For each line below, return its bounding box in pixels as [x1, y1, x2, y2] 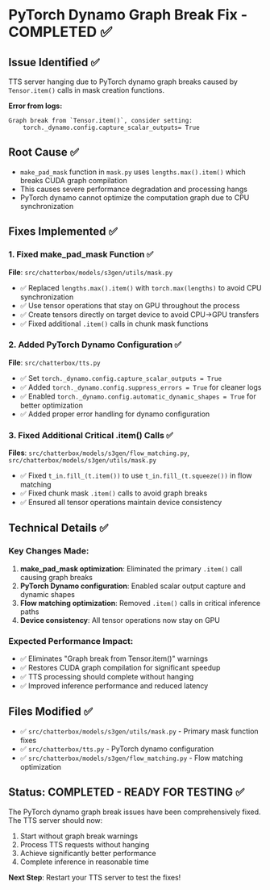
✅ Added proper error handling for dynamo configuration [19, 409, 210, 419]
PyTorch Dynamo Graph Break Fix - [8, 6, 248, 24]
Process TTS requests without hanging [19, 839, 150, 849]
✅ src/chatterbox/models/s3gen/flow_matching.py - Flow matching [19, 753, 243, 763]
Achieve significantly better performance [19, 848, 156, 858]
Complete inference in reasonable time [19, 857, 149, 867]
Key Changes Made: [8, 545, 89, 557]
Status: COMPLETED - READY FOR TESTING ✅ [8, 785, 245, 800]
